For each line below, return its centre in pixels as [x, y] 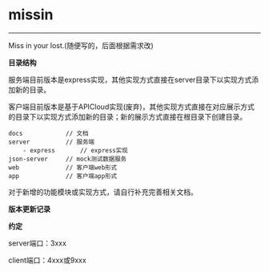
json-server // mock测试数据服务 [67, 159]
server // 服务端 [51, 142]
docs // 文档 [48, 133]
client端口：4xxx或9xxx [47, 260]
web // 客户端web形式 [63, 167]
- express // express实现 [75, 150]
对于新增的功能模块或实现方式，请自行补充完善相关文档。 [103, 192]
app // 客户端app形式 [63, 176]
